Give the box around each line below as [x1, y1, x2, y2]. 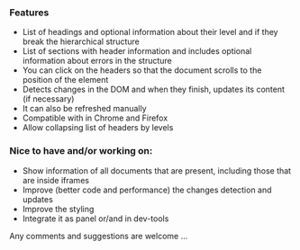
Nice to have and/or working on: [9, 145, 153, 157]
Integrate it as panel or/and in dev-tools [22, 213, 169, 224]
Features [9, 6, 50, 19]
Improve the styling [22, 203, 95, 214]
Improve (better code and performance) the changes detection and [22, 184, 272, 195]
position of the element [22, 75, 109, 85]
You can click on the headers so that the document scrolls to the [22, 65, 262, 76]
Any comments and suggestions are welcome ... [9, 230, 188, 241]
